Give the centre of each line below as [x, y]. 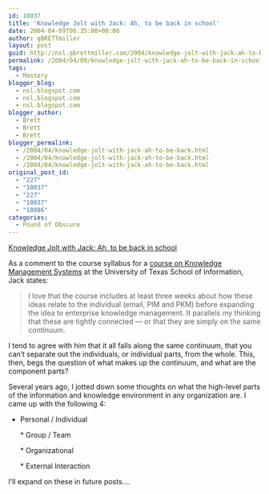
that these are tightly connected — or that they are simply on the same [144, 321]
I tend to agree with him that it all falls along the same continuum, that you [130, 345]
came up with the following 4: [57, 404]
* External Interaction [55, 466]
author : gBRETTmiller [44, 38]
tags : [17, 68]
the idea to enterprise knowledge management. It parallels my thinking [144, 313]
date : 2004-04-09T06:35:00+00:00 [64, 31]
